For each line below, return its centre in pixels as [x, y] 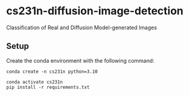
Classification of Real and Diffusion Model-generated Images [82, 27]
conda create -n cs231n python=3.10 [52, 72]
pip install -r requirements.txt [48, 87]
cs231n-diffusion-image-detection [95, 11]
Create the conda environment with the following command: [80, 60]
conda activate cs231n [34, 82]
